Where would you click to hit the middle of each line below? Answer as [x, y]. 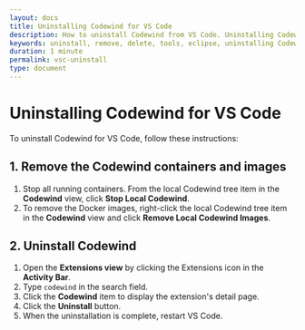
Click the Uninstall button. [72, 306]
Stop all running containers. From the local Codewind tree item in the [151, 189]
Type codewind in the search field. [85, 287]
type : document [38, 69]
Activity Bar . [46, 277]
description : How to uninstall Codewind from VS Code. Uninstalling [142, 34]
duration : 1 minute [46, 52]
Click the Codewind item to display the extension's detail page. [141, 296]
